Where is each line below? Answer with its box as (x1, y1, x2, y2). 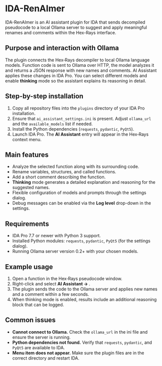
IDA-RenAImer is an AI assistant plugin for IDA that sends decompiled (5, 19, 146, 25)
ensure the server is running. (12, 334, 71, 340)
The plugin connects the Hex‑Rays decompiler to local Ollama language (5, 57, 150, 63)
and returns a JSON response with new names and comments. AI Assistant (5, 67, 157, 73)
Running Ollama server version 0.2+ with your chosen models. (12, 249, 138, 254)
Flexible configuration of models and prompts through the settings (12, 190, 146, 196)
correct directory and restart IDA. (12, 355, 80, 361)
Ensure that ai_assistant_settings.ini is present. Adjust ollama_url (12, 115, 151, 121)
